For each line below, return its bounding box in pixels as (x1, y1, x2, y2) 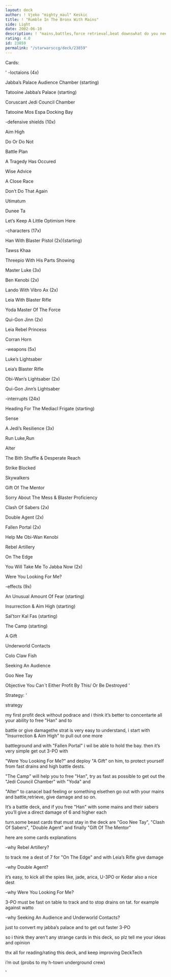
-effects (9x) (5, 583, 32, 589)
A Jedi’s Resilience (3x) (5, 425, 54, 431)
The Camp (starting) (5, 623, 48, 629)
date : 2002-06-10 (5, 27, 42, 32)
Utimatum (5, 197, 26, 204)
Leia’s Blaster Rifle (5, 366, 44, 372)
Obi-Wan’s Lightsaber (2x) (5, 375, 60, 382)
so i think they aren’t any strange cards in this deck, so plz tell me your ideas (5, 934, 166, 940)
